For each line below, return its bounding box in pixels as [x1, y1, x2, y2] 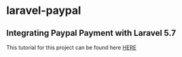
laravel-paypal [6, 4, 81, 18]
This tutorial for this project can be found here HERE [6, 44, 136, 51]
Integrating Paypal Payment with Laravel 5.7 [6, 28, 176, 38]
